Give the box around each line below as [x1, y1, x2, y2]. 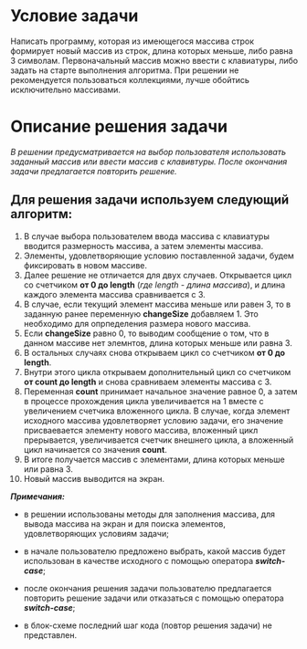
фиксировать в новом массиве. [23, 259, 147, 270]
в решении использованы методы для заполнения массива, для [23, 508, 276, 519]
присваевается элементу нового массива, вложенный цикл [23, 424, 259, 435]
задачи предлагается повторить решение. [10, 165, 177, 176]
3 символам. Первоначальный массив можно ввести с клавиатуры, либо [10, 55, 299, 66]
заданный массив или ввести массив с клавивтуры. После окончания [10, 156, 288, 167]
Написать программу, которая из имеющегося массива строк [10, 36, 255, 47]
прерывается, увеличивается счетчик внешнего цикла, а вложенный [23, 434, 294, 445]
